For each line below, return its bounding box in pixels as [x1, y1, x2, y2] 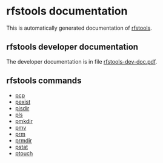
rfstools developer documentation [6, 42, 138, 52]
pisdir [15, 104, 30, 111]
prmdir [15, 136, 32, 144]
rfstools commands [6, 76, 82, 86]
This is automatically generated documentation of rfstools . [6, 24, 153, 32]
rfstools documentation [6, 4, 128, 18]
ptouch [15, 150, 33, 157]
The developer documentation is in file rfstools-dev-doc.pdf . [6, 58, 158, 65]
